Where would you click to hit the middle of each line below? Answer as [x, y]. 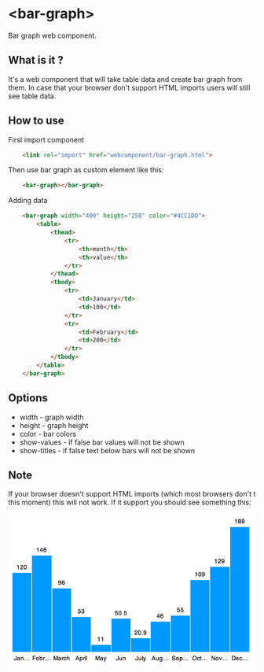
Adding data [28, 201]
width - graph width [51, 417]
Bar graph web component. [52, 35]
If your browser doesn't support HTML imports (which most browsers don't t [132, 494]
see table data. [32, 96]
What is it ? [36, 60]
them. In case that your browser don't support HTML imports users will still [129, 87]
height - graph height [54, 425]
